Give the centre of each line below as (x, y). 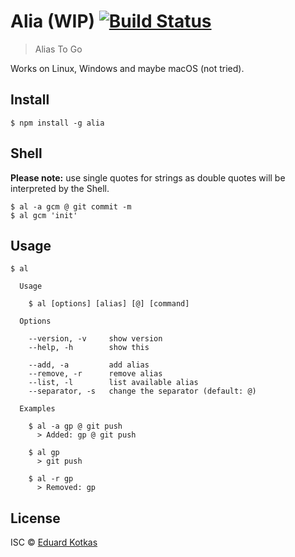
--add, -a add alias (89, 365)
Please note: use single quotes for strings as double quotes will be (148, 177)
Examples (37, 409)
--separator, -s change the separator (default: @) (142, 391)
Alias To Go (58, 49)
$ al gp (44, 453)
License (35, 518)
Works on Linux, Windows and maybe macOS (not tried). (127, 68)
